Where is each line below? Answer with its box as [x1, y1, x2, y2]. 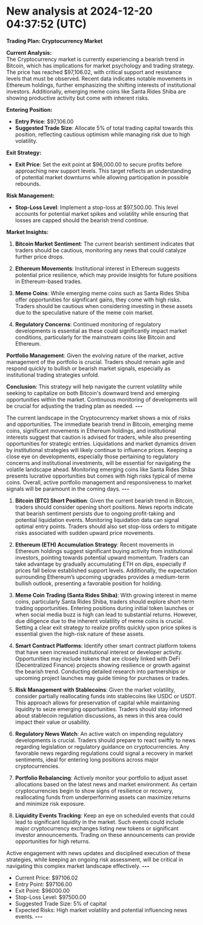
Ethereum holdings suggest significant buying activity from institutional [15, 547, 193, 554]
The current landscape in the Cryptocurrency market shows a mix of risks [6, 414, 191, 421]
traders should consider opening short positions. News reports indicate [15, 503, 193, 511]
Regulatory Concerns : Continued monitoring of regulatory [15, 320, 162, 328]
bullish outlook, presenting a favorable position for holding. [15, 579, 162, 587]
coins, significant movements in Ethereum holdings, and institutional [6, 427, 176, 434]
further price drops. [15, 253, 65, 260]
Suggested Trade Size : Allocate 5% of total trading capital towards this [15, 124, 194, 131]
